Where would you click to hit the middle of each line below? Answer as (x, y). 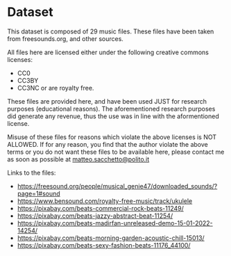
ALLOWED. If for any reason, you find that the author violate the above (108, 144)
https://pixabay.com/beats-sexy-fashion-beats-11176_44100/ (104, 245)
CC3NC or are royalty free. (55, 88)
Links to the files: (32, 173)
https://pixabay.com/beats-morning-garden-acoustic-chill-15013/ (111, 238)
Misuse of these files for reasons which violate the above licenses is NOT (112, 137)
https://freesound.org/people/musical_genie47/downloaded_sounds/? (117, 186)
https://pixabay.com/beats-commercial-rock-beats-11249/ (100, 208)
